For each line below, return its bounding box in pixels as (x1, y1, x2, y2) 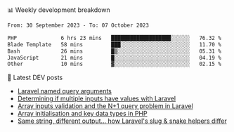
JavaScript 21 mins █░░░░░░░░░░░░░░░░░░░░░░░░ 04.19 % (7, 54, 221, 61)
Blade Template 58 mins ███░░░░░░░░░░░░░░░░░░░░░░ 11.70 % (7, 41, 221, 48)
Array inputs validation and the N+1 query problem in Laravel (17, 102, 193, 110)
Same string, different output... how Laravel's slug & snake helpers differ (17, 117, 227, 125)
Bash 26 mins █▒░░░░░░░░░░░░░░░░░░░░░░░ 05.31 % (7, 48, 221, 55)
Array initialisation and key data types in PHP (17, 110, 148, 118)
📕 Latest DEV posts (7, 73, 63, 82)
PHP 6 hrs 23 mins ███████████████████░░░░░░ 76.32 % (7, 34, 221, 41)
